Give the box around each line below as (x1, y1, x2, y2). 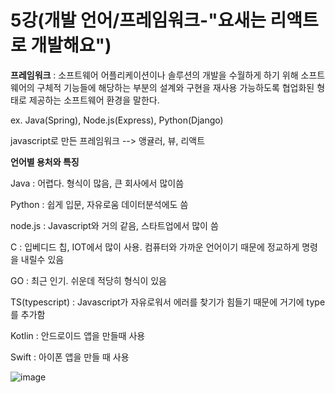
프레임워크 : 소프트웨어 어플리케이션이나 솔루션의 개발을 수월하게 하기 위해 (10, 69, 299, 81)
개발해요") (30, 34, 112, 57)
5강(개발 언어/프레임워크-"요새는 (10, 9, 267, 32)
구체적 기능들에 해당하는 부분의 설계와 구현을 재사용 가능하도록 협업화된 (36, 81, 315, 93)
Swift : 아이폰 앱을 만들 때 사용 (10, 351, 130, 363)
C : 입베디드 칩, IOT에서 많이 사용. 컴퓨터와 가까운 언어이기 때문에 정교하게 (10, 241, 300, 253)
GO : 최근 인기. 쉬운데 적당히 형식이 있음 (10, 274, 167, 286)
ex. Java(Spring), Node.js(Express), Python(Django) (10, 114, 224, 126)
